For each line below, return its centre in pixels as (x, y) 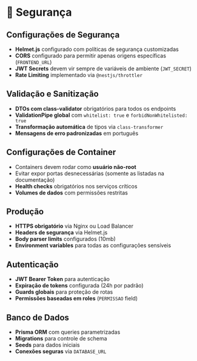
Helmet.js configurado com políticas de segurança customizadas (97, 49)
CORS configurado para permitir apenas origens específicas (91, 56)
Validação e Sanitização (52, 94)
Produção (25, 212)
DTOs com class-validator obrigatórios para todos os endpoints (95, 108)
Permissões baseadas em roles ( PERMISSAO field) (76, 299)
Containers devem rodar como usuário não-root (75, 167)
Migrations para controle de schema (61, 339)
